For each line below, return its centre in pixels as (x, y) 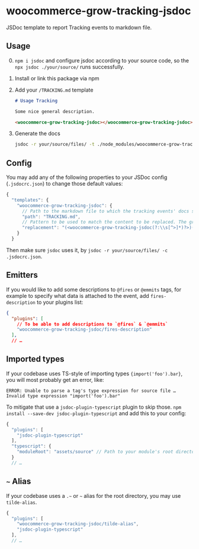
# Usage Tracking (36, 101)
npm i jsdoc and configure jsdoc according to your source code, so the (102, 60)
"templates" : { (30, 200)
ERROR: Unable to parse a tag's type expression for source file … (91, 391)
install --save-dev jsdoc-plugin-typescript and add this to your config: (96, 413)
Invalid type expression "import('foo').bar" (63, 396)
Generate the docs (37, 134)
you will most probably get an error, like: (55, 379)
